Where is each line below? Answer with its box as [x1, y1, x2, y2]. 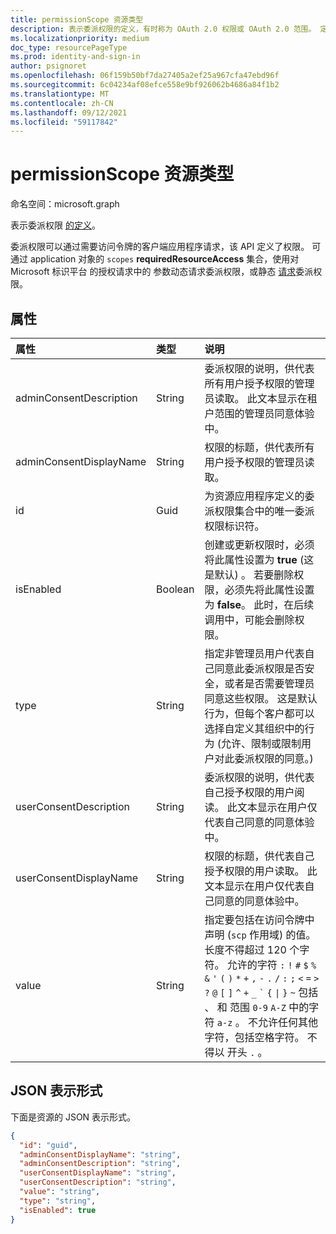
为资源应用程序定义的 [204, 489, 305, 503]
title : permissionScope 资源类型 [10, 14, 144, 25]
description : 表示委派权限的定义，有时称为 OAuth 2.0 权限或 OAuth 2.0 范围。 [10, 24, 317, 34]
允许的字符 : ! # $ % [226, 958, 317, 971]
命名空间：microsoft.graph [10, 198, 120, 210]
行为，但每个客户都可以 [204, 707, 315, 720]
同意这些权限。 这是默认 [204, 692, 318, 705]
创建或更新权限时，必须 [204, 538, 315, 551]
